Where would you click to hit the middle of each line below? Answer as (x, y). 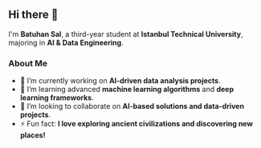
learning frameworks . (57, 98)
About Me (28, 63)
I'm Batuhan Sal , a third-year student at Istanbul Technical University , (126, 34)
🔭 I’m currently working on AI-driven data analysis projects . (120, 81)
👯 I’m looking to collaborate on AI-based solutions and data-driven (132, 106)
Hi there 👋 (33, 15)
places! (33, 135)
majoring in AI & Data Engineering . (66, 42)
